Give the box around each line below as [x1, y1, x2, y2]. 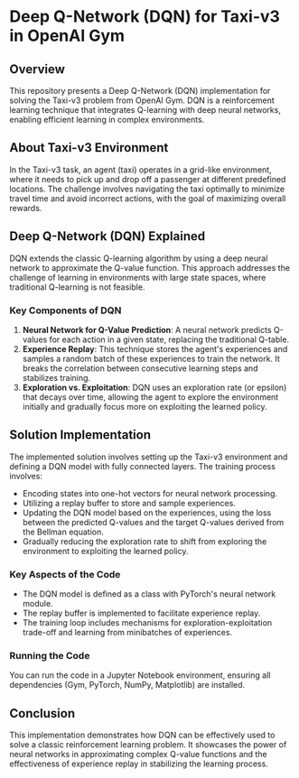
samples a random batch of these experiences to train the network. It [22, 353, 280, 364]
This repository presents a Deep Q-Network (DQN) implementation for [9, 86, 271, 96]
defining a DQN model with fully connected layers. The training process [9, 460, 276, 471]
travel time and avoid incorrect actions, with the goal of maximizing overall [9, 192, 286, 204]
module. [22, 598, 53, 609]
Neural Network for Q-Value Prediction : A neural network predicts [22, 324, 273, 335]
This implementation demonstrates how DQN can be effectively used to [9, 729, 276, 741]
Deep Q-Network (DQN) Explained [9, 228, 206, 245]
